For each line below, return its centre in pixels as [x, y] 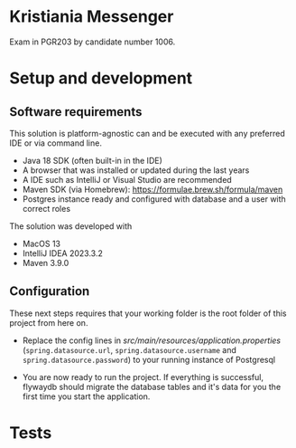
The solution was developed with [71, 226]
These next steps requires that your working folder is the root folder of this [148, 313]
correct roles [46, 208]
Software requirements [76, 112]
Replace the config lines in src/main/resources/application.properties [152, 340]
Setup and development [101, 78]
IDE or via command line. [55, 143]
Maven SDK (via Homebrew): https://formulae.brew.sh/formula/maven [153, 189]
